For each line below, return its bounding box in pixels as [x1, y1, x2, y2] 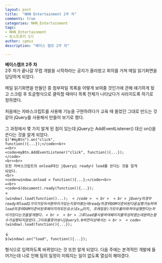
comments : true [5, 16, 36, 21]
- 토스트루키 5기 [5, 35, 34, 39]
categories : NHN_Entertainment [5, 20, 68, 26]
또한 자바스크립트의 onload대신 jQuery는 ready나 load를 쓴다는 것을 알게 [5, 163, 138, 168]
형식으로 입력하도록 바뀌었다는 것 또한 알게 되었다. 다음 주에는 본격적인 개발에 [5, 246, 151, 252]
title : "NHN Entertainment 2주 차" [5, 12, 77, 17]
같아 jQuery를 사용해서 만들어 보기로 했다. [5, 114, 84, 120]
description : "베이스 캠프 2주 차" [5, 43, 70, 48]
